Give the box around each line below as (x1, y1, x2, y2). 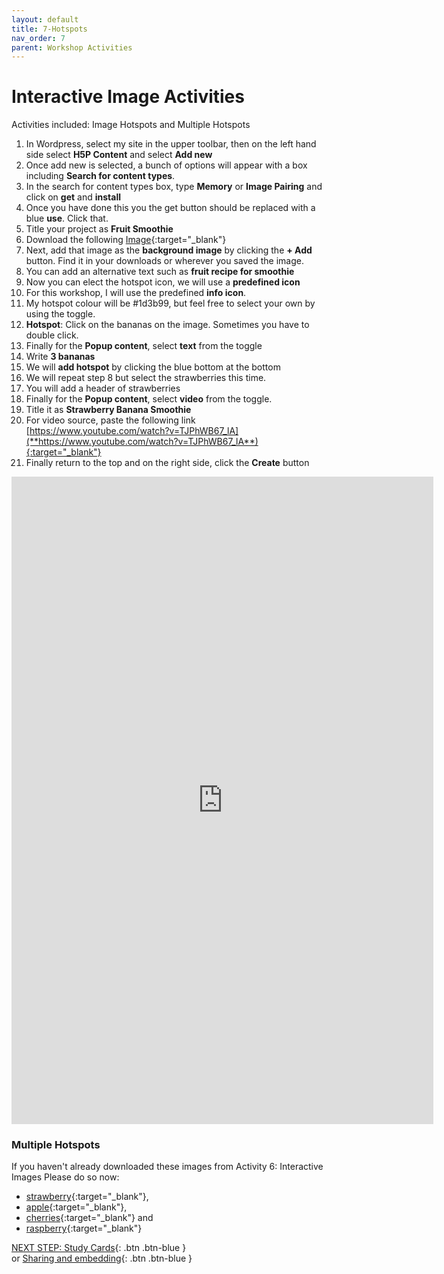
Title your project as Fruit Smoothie (25, 223, 174, 235)
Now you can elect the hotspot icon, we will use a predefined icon (25, 276, 301, 288)
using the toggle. (25, 308, 96, 320)
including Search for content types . (25, 170, 176, 182)
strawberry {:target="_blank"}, (25, 1191, 149, 1203)
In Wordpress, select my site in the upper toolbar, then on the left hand (25, 138, 317, 150)
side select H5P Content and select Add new (25, 149, 213, 161)
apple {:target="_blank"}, (25, 1201, 128, 1213)
